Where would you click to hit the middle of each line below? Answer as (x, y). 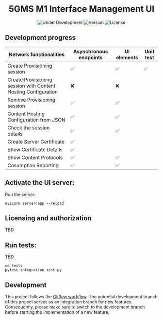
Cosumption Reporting (33, 165)
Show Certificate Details (35, 149)
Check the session (29, 127)
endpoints (90, 57)
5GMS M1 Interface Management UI (81, 9)
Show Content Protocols (35, 158)
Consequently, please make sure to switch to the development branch (75, 307)
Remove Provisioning (32, 100)
